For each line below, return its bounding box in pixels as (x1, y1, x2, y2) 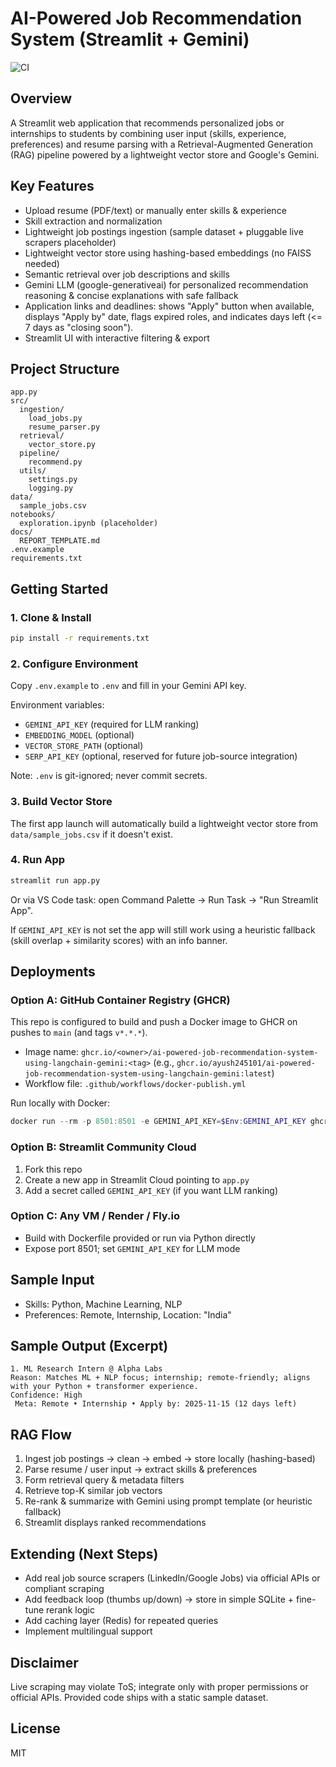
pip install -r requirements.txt (10, 633, 150, 644)
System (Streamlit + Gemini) (10, 28, 250, 51)
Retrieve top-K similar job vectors (24, 1485, 163, 1497)
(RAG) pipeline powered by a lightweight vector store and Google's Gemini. (10, 148, 320, 161)
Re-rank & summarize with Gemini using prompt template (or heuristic (24, 1495, 313, 1507)
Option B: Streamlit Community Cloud (10, 1140, 197, 1154)
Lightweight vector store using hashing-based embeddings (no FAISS (24, 247, 312, 259)
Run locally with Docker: (10, 1097, 110, 1109)
